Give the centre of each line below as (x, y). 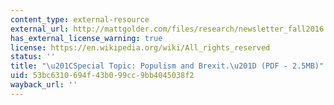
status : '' (33, 57)
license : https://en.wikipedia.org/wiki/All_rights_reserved (140, 47)
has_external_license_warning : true (86, 38)
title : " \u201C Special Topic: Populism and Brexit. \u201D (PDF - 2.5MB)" (167, 66)
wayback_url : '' (44, 85)
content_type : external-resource (80, 19)
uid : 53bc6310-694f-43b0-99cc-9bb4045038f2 (102, 76)
